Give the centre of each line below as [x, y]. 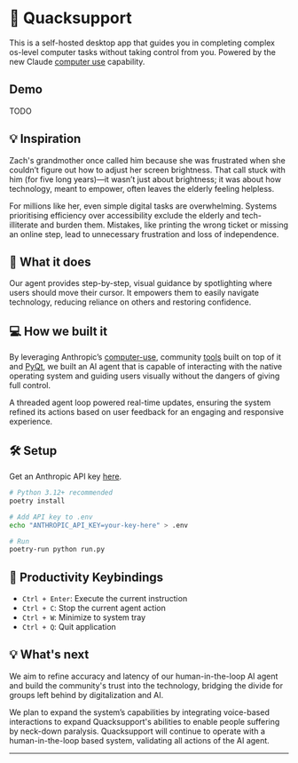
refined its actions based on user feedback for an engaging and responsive [146, 412]
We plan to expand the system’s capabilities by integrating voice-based [140, 712]
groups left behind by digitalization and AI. [86, 695]
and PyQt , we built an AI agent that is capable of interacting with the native [145, 367]
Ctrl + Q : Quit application [69, 627]
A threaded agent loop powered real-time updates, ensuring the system [140, 402]
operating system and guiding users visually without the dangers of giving [145, 376]
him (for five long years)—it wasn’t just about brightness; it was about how [145, 179]
